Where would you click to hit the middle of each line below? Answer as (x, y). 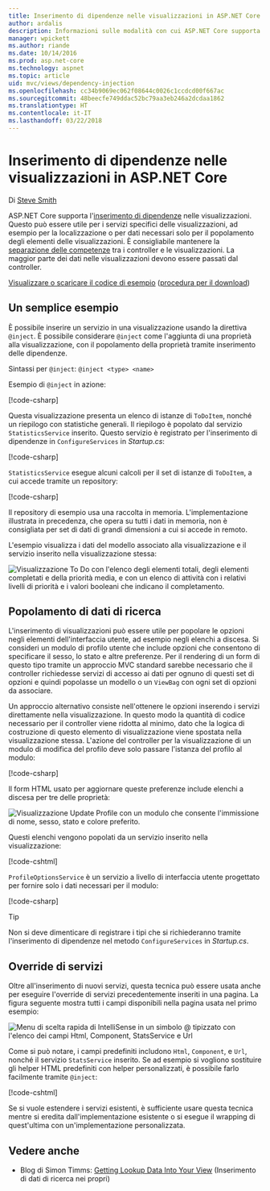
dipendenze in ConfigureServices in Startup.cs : (86, 441)
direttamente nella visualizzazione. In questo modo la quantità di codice (127, 715)
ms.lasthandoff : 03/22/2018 (55, 121)
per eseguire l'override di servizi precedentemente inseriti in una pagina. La (133, 994)
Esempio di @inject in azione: (57, 384)
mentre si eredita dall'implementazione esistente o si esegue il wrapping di (132, 1117)
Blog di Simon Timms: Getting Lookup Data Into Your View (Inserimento (138, 1170)
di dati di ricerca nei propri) (65, 1179)
